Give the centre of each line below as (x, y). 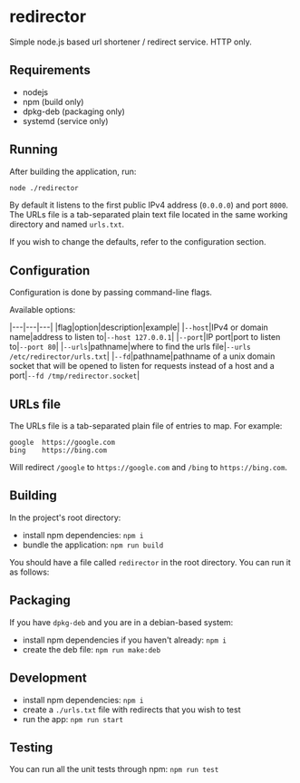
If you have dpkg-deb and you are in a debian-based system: (121, 622)
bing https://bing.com (58, 450)
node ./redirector (44, 188)
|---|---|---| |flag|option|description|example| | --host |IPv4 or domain (139, 327)
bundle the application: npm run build (93, 545)
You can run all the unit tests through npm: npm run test (114, 769)
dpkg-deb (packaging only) (73, 111)
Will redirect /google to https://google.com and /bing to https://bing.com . (149, 468)
